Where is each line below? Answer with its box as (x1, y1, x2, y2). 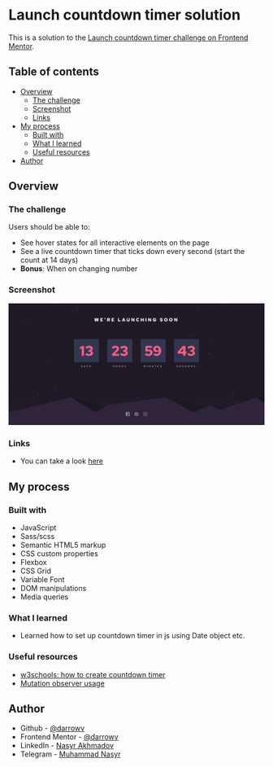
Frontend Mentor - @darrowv (19, 732, 119, 742)
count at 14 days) (19, 255, 79, 265)
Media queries (19, 592, 69, 602)
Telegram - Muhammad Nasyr (19, 749, 121, 759)
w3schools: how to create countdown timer (19, 669, 166, 679)
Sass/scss (19, 531, 55, 541)
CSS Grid (19, 566, 51, 576)
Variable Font (19, 574, 65, 584)
